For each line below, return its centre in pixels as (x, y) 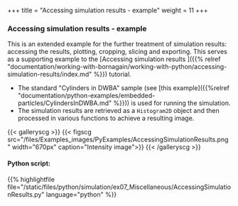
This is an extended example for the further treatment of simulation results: (117, 44)
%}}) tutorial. (112, 75)
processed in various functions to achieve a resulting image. (106, 118)
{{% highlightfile (31, 179)
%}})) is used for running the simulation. (172, 103)
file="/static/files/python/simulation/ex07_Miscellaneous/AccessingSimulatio (119, 187)
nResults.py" (26, 194)
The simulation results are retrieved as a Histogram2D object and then (118, 111)
